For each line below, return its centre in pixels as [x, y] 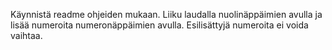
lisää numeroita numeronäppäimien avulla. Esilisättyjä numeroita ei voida [159, 25]
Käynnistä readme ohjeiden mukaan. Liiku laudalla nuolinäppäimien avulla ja [166, 14]
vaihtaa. [26, 35]
